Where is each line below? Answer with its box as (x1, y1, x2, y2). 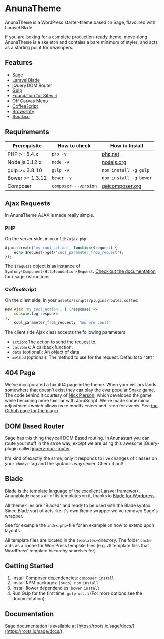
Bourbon (12, 114, 30, 119)
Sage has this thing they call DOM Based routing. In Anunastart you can (5, 435, 150, 441)
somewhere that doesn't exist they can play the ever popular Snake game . (5, 387, 156, 393)
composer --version (51, 183, 97, 189)
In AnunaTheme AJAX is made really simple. (5, 212, 95, 218)
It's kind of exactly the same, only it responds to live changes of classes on (5, 455, 157, 461)
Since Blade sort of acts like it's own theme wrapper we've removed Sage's (5, 507, 158, 514)
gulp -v (51, 167, 70, 173)
